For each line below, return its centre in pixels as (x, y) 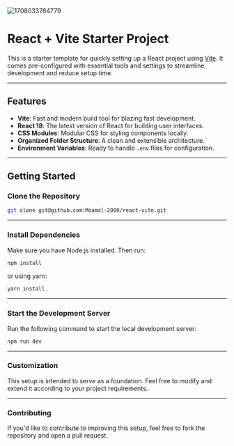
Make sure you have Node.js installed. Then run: (77, 250)
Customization (33, 366)
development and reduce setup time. (60, 72)
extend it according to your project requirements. (78, 388)
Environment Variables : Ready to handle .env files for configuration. (116, 148)
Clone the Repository (44, 197)
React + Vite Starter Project (88, 39)
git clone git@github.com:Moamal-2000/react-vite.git (87, 210)
